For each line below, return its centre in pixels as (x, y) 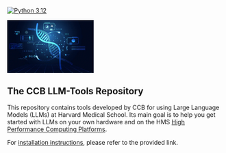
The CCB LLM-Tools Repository (75, 91)
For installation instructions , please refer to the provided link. (92, 143)
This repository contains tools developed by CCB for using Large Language (113, 108)
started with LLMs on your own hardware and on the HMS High (96, 122)
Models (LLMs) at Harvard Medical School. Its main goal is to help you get (111, 115)
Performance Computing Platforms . (57, 129)
